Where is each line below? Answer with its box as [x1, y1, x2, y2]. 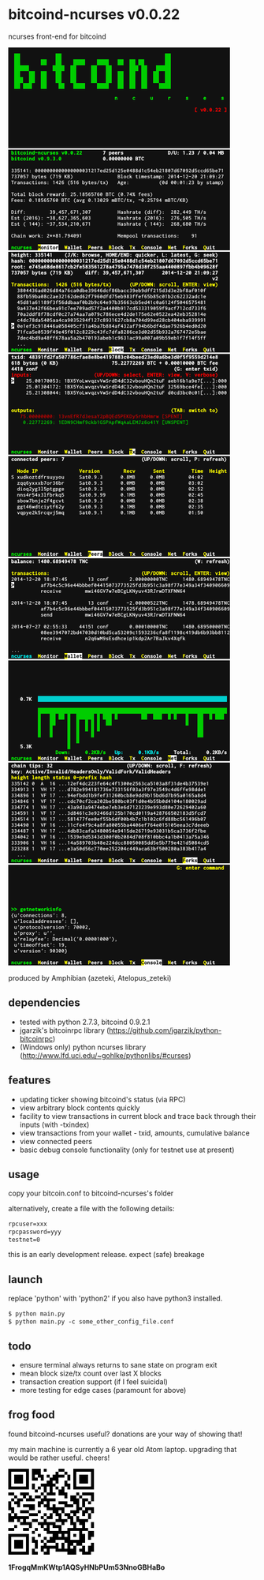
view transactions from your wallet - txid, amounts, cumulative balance [19, 1128, 251, 1138]
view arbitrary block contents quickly [19, 1103, 140, 1113]
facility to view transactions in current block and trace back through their [19, 1111, 257, 1120]
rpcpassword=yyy [8, 1228, 61, 1237]
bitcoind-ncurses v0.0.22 [8, 6, 180, 24]
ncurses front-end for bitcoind [8, 32, 106, 41]
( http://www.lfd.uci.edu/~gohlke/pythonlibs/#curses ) [19, 1050, 191, 1060]
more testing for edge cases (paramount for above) [19, 1386, 187, 1394]
